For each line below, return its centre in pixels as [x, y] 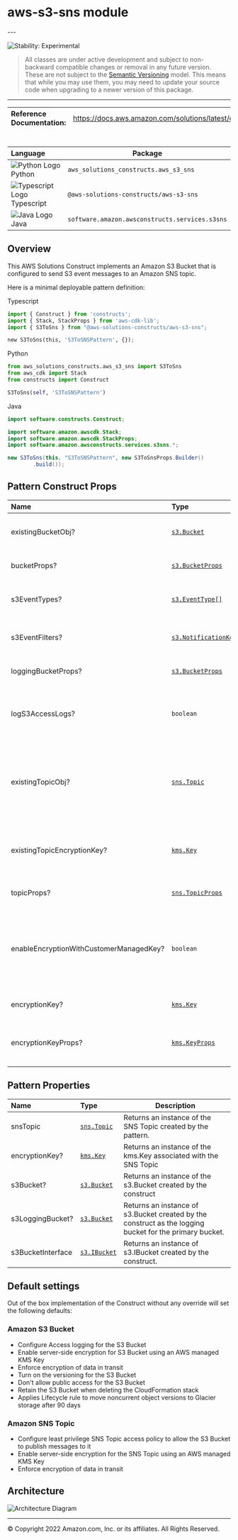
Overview [29, 249]
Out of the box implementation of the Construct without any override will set [118, 1303]
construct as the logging [164, 1223]
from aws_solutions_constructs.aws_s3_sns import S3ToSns [95, 367]
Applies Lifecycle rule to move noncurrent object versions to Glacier [117, 1397]
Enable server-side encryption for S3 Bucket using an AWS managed [118, 1352]
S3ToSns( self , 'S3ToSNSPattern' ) [57, 392]
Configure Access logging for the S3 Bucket [82, 1344]
